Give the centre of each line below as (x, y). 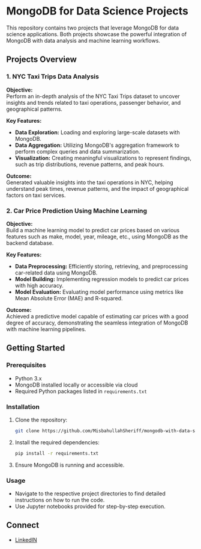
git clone (27, 431)
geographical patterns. (34, 109)
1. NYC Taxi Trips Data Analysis (52, 76)
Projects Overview (41, 59)
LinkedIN (26, 539)
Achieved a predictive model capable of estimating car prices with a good (97, 316)
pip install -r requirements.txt (57, 453)
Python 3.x (28, 378)
